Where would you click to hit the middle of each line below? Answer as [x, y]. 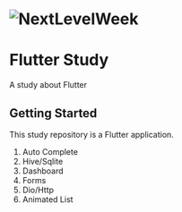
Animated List [48, 199]
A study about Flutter [48, 85]
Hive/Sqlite [43, 161]
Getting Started [53, 113]
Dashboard [43, 171]
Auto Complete [50, 151]
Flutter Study [59, 60]
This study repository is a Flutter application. [92, 134]
